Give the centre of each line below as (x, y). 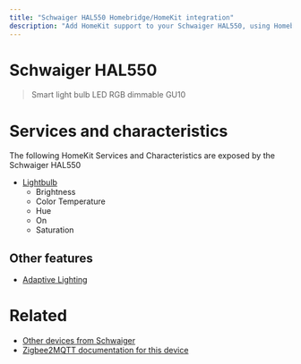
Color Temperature (70, 201)
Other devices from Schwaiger (79, 341)
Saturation (55, 230)
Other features (51, 258)
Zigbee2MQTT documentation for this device (105, 351)
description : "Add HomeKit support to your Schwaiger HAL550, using (140, 26)
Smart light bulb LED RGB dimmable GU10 (108, 95)
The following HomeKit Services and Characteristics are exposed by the (142, 156)
